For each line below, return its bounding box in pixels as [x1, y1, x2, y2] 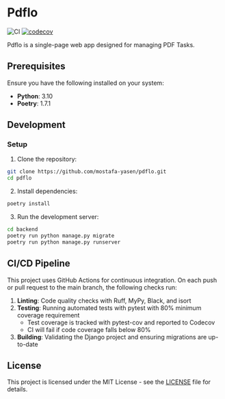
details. [7, 385, 28, 394]
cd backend [7, 226, 38, 233]
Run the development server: [16, 213, 99, 221]
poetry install [7, 201, 51, 207]
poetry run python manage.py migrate [7, 232, 115, 239]
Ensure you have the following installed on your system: [7, 79, 164, 87]
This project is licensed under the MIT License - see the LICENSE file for [7, 378, 211, 386]
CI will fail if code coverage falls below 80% [27, 325, 151, 333]
